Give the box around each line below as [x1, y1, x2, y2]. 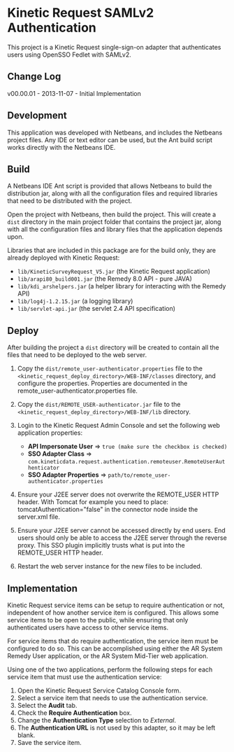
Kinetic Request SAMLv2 [7, 5, 154, 21]
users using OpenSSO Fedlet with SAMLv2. [7, 50, 131, 59]
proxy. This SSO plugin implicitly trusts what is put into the [17, 541, 185, 550]
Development [7, 110, 68, 122]
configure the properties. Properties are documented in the [17, 380, 188, 388]
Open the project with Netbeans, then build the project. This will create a [7, 210, 217, 218]
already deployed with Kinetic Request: [7, 253, 120, 262]
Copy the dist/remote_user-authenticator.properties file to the [17, 364, 203, 372]
